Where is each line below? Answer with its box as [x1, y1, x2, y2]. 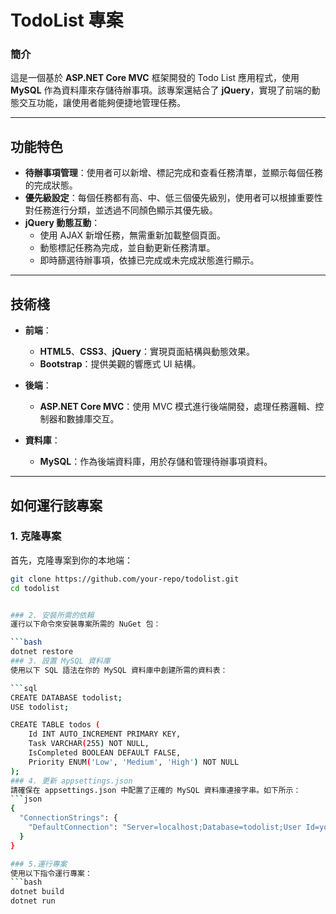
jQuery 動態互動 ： [24, 217, 101, 229]
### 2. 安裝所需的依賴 [10, 610, 95, 620]
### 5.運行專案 [10, 859, 68, 869]
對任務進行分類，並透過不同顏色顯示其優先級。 [24, 204, 218, 216]
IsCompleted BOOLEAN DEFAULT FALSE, [28, 748, 182, 758]
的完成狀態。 [24, 179, 78, 191]
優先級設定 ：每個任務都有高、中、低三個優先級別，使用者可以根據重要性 [24, 192, 323, 204]
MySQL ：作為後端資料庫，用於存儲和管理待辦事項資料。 [39, 456, 273, 468]
